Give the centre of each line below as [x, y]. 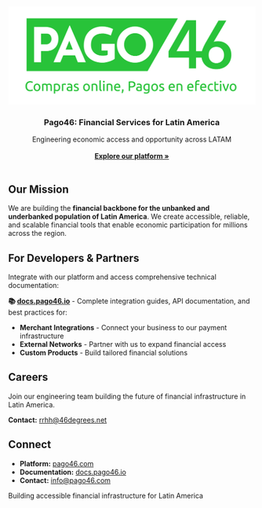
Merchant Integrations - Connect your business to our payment [123, 327]
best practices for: [38, 312]
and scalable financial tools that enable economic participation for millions [128, 225]
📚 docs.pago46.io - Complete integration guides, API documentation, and [129, 300]
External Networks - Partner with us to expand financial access [123, 344]
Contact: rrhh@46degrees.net [58, 420]
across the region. [37, 234]
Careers [28, 377]
